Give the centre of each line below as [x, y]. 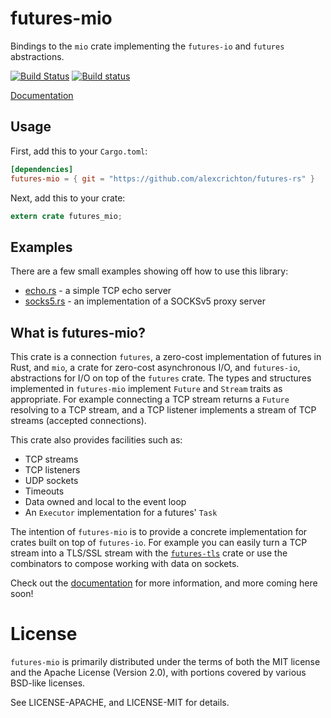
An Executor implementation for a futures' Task [121, 512]
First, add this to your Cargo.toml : [79, 151]
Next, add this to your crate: [68, 198]
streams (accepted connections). [78, 420]
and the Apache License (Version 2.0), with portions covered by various [158, 672]
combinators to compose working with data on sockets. [125, 563]
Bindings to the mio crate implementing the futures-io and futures [147, 46]
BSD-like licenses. [48, 683]
